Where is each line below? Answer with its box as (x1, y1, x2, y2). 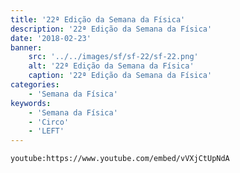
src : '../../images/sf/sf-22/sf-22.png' (28, 52, 199, 62)
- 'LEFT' (28, 126, 65, 136)
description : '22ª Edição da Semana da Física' (10, 24, 213, 34)
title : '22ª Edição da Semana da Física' (10, 14, 186, 25)
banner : (10, 42, 43, 53)
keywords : (10, 98, 52, 108)
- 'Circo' (28, 117, 70, 127)
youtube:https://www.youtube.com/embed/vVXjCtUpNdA (10, 154, 230, 164)
